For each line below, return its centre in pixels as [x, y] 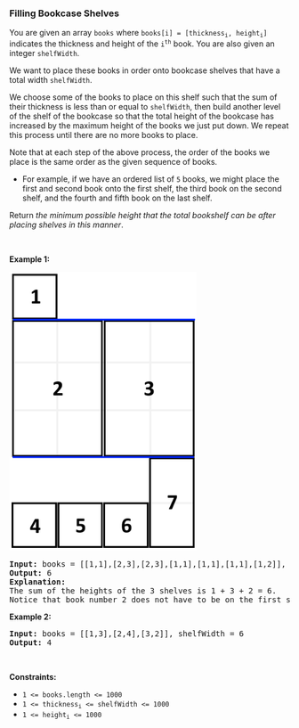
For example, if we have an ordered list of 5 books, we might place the [151, 179]
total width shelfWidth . [51, 79]
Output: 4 [30, 642]
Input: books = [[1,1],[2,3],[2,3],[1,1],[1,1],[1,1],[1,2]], [148, 564]
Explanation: [38, 581]
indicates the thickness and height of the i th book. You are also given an [142, 44]
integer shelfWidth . [44, 53]
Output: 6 [30, 573]
